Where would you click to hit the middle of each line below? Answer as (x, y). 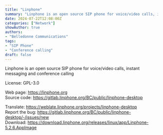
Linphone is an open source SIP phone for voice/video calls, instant (72, 68)
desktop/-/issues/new (27, 118)
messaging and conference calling (40, 74)
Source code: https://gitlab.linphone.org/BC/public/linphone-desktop (74, 98)
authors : (14, 32)
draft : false (18, 55)
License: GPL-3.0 (22, 83)
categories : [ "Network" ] (30, 23)
